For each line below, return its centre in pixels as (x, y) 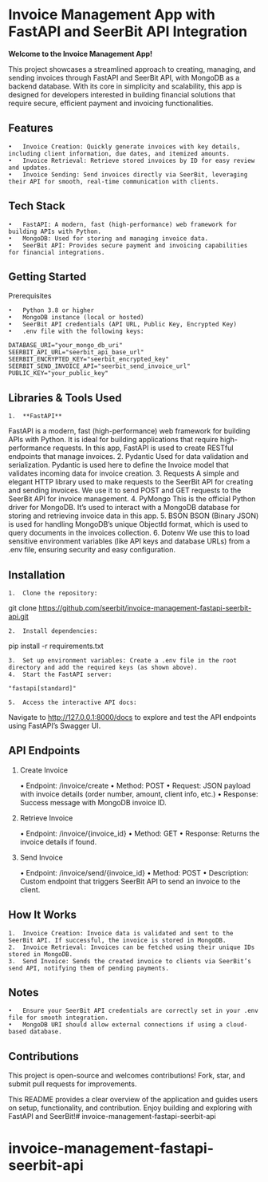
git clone (23, 608)
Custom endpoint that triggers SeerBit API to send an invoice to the (130, 881)
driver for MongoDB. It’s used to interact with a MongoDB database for (124, 508)
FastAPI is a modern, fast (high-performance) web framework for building (129, 431)
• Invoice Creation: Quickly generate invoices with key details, (124, 146)
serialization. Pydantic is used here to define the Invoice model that (118, 465)
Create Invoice (44, 770)
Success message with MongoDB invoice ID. (93, 802)
